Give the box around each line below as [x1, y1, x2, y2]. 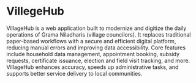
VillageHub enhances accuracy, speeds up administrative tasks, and [6, 63, 179, 71]
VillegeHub [6, 4, 64, 18]
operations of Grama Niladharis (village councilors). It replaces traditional [6, 31, 191, 38]
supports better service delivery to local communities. [6, 70, 143, 77]
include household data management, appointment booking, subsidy [6, 50, 179, 57]
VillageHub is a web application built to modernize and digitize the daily [6, 24, 187, 32]
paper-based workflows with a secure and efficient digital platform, [6, 37, 176, 45]
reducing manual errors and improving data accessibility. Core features [6, 44, 186, 51]
